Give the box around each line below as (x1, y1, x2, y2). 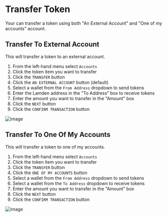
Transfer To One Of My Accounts (5, 130, 111, 139)
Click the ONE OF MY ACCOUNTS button (12, 170, 88, 176)
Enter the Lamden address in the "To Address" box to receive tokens (12, 90, 155, 96)
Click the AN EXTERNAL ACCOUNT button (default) (12, 79, 109, 85)
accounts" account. (5, 25, 46, 31)
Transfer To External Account (5, 40, 100, 49)
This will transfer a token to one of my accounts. (5, 143, 106, 150)
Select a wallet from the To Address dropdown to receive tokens (12, 180, 145, 186)
